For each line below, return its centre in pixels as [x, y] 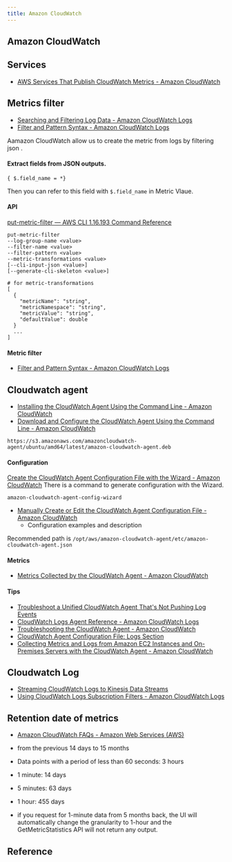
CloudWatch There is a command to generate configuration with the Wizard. [116, 485]
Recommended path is [39, 538]
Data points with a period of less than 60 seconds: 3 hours [100, 762]
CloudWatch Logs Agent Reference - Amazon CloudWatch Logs [108, 621]
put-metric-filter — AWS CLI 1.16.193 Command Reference [89, 222]
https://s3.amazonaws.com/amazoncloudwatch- [72, 441]
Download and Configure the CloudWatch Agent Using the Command [116, 421]
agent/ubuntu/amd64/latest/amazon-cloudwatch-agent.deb [89, 447]
